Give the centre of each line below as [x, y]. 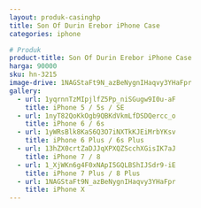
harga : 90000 [33, 66]
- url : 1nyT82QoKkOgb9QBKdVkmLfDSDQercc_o [97, 116]
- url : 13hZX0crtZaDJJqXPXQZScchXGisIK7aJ [97, 149]
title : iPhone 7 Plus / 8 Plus [83, 173]
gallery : [25, 91]
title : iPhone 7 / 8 [63, 157]
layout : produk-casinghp [55, 17]
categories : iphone [45, 34]
